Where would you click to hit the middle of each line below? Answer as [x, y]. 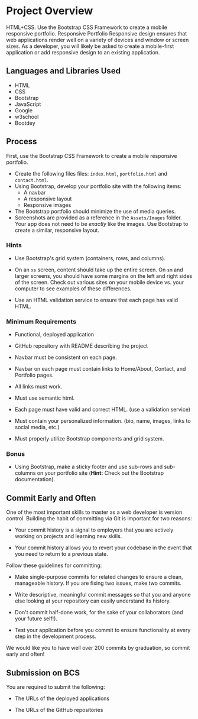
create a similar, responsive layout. [57, 230]
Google [24, 110]
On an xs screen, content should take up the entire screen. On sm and [99, 270]
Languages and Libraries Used [64, 71]
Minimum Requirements [41, 322]
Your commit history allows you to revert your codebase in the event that [103, 548]
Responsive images [47, 205]
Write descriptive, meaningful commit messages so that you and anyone [103, 595]
